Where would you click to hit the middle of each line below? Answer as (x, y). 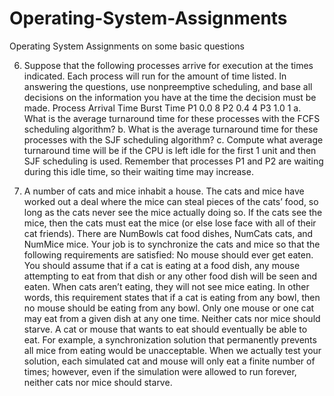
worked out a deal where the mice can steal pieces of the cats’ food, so (171, 201)
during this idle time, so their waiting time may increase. (138, 171)
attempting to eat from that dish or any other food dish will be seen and (170, 276)
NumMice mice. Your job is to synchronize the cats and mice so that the (172, 244)
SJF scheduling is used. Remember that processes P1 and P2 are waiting (173, 161)
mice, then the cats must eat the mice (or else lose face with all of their (170, 223)
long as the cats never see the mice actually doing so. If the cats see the (173, 212)
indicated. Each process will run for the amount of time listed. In (155, 76)
